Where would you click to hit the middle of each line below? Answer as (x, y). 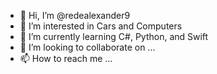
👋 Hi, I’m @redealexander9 (75, 15)
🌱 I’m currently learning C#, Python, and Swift (114, 36)
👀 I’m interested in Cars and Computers (101, 26)
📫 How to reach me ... (66, 58)
